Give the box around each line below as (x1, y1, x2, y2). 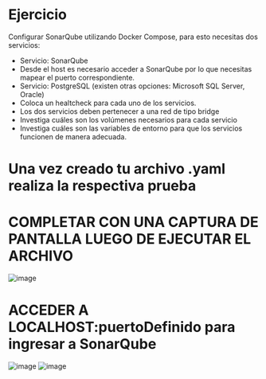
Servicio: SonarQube (19, 56, 88, 65)
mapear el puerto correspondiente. (19, 72, 135, 82)
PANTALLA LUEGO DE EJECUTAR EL (8, 230, 252, 248)
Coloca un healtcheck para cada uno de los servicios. (19, 98, 197, 107)
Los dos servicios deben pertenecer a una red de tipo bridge (19, 106, 220, 116)
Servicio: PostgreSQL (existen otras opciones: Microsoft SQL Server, (19, 81, 245, 91)
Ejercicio (8, 6, 68, 24)
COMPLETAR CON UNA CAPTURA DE (8, 213, 259, 232)
